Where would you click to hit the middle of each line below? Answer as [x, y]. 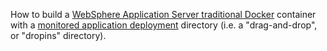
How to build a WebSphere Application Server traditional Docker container [163, 14]
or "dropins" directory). [58, 35]
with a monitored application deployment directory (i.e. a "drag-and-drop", [164, 25]
